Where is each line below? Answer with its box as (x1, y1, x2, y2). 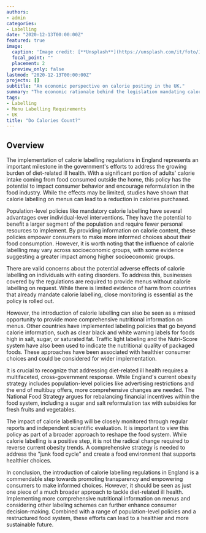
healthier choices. (6, 457, 52, 464)
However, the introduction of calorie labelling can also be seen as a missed (6, 309, 196, 316)
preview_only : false (12, 66, 64, 72)
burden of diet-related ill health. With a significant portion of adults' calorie (6, 169, 195, 177)
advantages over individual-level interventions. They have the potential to (6, 214, 192, 221)
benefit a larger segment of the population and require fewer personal (6, 220, 183, 228)
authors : (6, 9, 29, 15)
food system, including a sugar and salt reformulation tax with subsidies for (6, 399, 197, 407)
